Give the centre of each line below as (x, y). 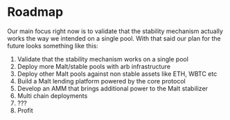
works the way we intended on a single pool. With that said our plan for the (114, 38)
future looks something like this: (53, 46)
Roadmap (35, 12)
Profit (25, 110)
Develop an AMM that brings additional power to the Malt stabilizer (113, 88)
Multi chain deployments (52, 96)
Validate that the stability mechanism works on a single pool (103, 59)
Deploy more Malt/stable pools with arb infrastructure (94, 66)
